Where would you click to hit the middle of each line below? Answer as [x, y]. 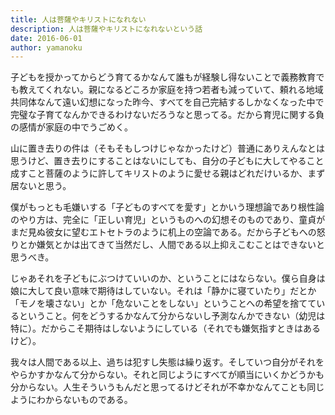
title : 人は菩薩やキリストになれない [78, 19]
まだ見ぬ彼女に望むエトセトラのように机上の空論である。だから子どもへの [163, 232]
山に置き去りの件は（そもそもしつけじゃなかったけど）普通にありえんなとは [167, 148]
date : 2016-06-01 [46, 38]
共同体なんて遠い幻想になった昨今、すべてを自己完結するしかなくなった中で [167, 102]
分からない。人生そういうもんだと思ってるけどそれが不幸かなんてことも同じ [167, 387]
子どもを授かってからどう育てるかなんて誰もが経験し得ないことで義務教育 [163, 77]
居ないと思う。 [41, 186]
